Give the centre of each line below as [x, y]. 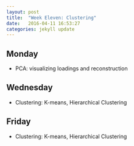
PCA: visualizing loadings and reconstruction [71, 68]
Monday [22, 53]
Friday [19, 122]
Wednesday [30, 88]
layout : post [23, 12]
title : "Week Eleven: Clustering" [51, 18]
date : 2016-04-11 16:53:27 [43, 23]
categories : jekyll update [41, 29]
